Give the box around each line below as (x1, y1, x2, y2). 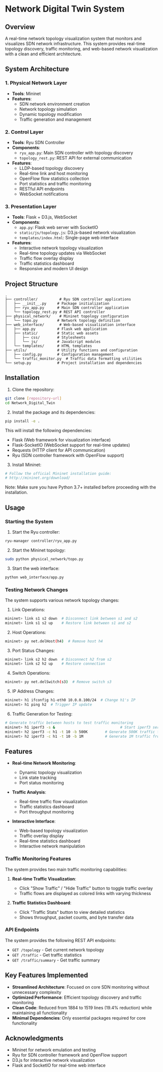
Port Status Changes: (12, 648, 55, 653)
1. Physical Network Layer (5, 80, 67, 86)
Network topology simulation (19, 106, 77, 112)
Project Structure (5, 280, 58, 288)
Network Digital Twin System (5, 3, 125, 15)
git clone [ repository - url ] (5, 396, 62, 401)
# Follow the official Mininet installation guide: (5, 471, 112, 476)
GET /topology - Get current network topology (12, 947, 104, 953)
